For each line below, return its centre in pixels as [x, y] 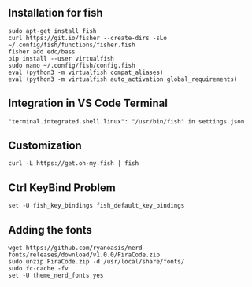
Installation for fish [56, 13]
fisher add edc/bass [42, 52]
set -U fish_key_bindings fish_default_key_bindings [96, 206]
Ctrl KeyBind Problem [62, 188]
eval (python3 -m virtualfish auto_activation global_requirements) [123, 79]
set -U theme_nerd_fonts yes [56, 276]
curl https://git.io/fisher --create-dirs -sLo [88, 38]
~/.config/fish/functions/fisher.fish [72, 45]
